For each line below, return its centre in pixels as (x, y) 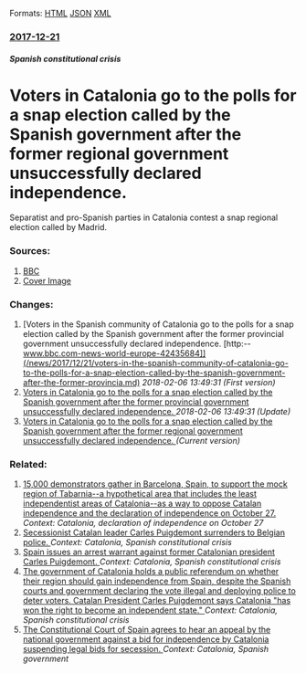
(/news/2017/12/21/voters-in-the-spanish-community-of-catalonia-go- (156, 363)
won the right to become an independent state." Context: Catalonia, (150, 610)
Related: (28, 464)
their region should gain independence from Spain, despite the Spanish (157, 581)
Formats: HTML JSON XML (60, 13)
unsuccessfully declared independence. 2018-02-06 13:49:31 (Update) (157, 412)
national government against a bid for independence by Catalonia (146, 639)
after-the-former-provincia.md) (81, 383)
